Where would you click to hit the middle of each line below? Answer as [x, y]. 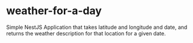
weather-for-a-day [54, 11]
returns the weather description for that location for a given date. [86, 33]
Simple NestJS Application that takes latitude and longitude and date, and [97, 27]
